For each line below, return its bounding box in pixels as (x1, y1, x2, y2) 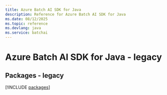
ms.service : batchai (5, 30, 48, 35)
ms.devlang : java (5, 26, 41, 31)
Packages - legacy (5, 71, 64, 80)
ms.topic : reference (5, 21, 48, 26)
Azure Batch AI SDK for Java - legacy (5, 51, 162, 63)
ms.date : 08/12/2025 (5, 16, 48, 21)
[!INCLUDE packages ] (5, 85, 50, 90)
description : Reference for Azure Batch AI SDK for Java (5, 12, 126, 17)
